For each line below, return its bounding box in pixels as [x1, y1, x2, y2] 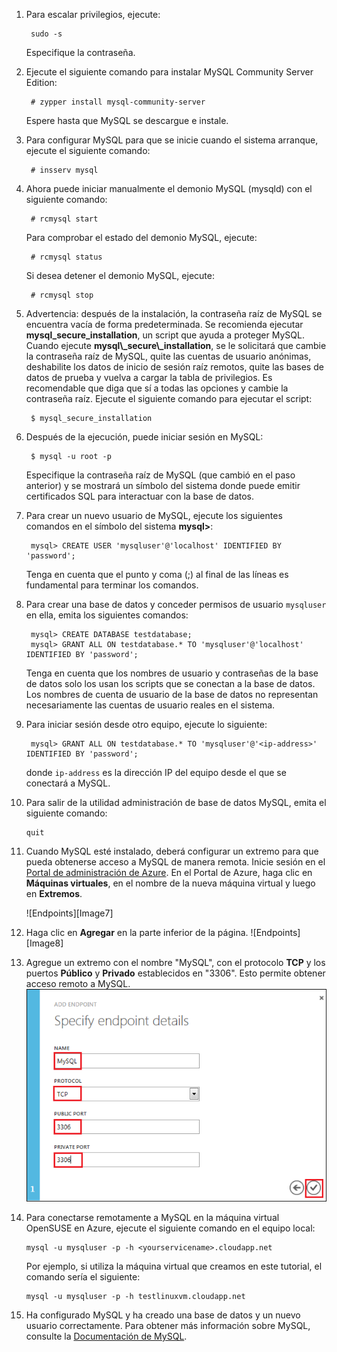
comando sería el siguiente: [25, 1271, 141, 1283]
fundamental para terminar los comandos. [25, 579, 199, 591]
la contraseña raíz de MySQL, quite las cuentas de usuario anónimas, [25, 350, 312, 362]
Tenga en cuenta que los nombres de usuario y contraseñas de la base [25, 667, 319, 679]
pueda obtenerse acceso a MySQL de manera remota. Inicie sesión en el [25, 856, 326, 868]
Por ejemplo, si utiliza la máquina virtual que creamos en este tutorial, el [25, 1260, 323, 1273]
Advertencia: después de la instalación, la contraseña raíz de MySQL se [25, 308, 323, 319]
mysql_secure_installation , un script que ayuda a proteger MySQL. [25, 329, 305, 341]
